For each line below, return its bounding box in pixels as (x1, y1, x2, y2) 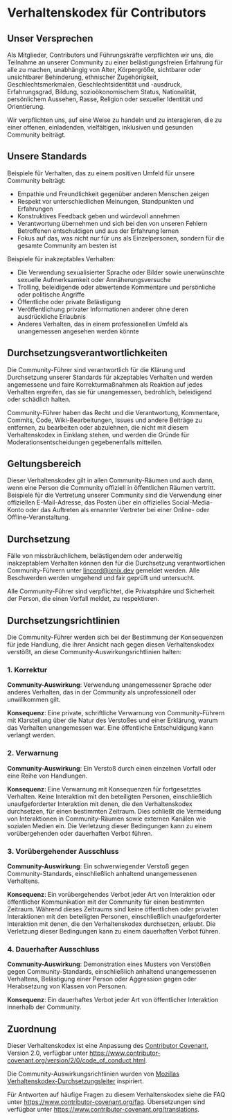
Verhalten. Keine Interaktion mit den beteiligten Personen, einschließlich (7, 792, 213, 800)
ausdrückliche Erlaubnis (17, 312, 87, 320)
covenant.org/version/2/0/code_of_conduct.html (7, 1056, 145, 1065)
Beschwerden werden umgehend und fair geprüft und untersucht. (7, 574, 195, 582)
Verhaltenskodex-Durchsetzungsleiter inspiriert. (7, 1077, 144, 1085)
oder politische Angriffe (17, 290, 85, 299)
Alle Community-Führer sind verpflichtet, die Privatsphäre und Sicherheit (7, 587, 215, 595)
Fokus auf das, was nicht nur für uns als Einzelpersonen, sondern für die (17, 234, 225, 242)
